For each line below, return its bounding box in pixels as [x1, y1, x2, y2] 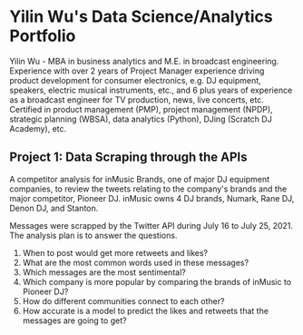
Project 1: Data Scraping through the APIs [9, 150, 248, 165]
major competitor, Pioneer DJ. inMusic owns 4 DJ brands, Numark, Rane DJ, [9, 192, 295, 203]
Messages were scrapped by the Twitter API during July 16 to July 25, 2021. [9, 220, 293, 231]
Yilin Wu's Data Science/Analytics [9, 6, 274, 27]
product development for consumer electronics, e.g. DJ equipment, [9, 74, 261, 85]
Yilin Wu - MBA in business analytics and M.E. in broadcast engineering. [9, 55, 279, 66]
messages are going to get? [22, 315, 127, 326]
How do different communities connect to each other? [22, 295, 225, 306]
